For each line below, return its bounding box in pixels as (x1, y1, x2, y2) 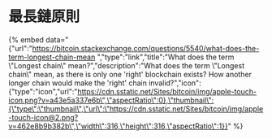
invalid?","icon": (149, 78, 201, 88)
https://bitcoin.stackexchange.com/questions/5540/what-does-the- (32, 43, 260, 53)
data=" (45, 34, 69, 45)
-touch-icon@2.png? (8, 112, 79, 122)
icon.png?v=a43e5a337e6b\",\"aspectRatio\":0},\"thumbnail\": (8, 95, 214, 105)
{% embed (8, 34, 45, 45)
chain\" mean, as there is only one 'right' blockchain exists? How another (8, 69, 252, 79)
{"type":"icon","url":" (8, 86, 78, 96)
